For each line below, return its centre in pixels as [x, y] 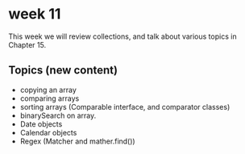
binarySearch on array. [58, 115]
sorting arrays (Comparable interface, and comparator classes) [125, 106]
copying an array [48, 89]
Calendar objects [48, 132]
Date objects [41, 124]
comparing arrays [50, 98]
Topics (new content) [63, 71]
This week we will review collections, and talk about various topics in [122, 36]
